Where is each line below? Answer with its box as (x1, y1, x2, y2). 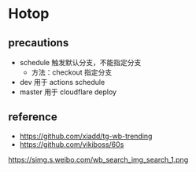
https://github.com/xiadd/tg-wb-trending (19, 131, 153, 141)
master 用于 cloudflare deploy (19, 87, 116, 97)
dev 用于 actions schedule (19, 78, 105, 86)
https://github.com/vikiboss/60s (19, 139, 124, 149)
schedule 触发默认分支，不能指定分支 (19, 58, 142, 67)
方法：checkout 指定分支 (31, 68, 113, 77)
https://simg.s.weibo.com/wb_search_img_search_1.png (8, 155, 189, 164)
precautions (8, 36, 69, 49)
